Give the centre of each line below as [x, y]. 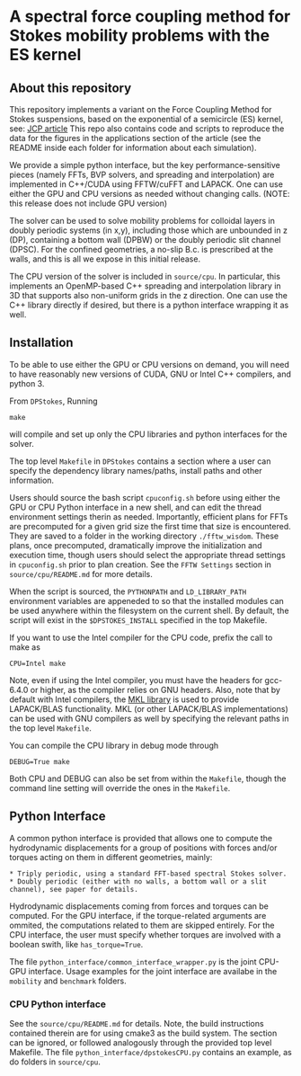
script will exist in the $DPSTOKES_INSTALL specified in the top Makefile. [138, 620]
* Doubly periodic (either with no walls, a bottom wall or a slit [138, 881]
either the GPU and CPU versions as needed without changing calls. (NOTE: [150, 194]
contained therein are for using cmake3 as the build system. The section [143, 1033]
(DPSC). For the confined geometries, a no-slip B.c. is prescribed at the [142, 249]
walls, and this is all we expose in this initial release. [105, 259]
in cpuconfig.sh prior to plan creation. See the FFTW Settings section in [141, 565]
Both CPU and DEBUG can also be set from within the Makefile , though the [148, 778]
